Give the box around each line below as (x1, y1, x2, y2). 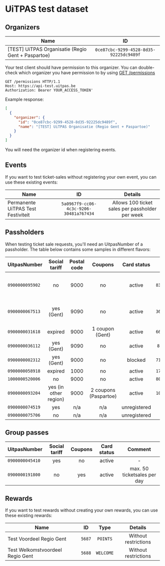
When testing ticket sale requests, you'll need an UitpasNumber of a (5, 241, 143, 247)
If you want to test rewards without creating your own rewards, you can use (5, 507, 158, 513)
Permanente (7, 199, 36, 206)
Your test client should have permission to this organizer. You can (5, 65, 137, 70)
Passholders (5, 228, 44, 237)
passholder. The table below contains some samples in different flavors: (5, 246, 151, 252)
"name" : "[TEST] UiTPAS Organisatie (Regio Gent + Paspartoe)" (18, 124, 151, 129)
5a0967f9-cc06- (61, 201, 97, 207)
